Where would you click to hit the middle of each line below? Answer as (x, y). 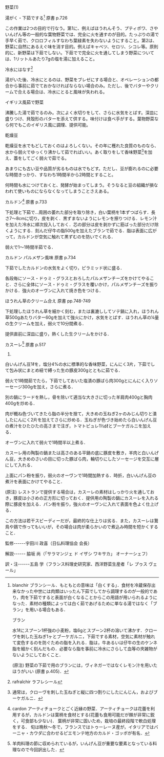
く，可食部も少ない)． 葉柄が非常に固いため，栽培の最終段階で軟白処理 (84, 721)
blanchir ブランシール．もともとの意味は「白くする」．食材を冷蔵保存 (82, 585)
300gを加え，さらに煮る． (49, 387)
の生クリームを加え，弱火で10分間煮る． (46, 323)
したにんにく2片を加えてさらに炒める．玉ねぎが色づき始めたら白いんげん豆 (81, 420)
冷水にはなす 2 (19, 69)
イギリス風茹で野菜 (24, 102)
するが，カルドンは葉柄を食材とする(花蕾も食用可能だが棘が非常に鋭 (85, 715)
